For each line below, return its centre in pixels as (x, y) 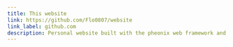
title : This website (37, 13)
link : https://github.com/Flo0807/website (70, 20)
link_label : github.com (42, 26)
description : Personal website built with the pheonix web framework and (117, 33)
